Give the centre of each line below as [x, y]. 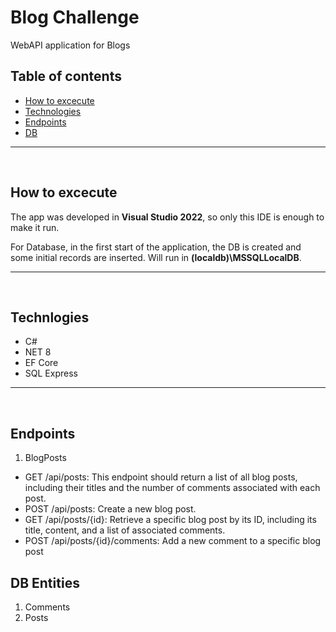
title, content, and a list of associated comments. [125, 530]
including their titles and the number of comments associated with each [172, 488]
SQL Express [51, 373]
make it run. [35, 227]
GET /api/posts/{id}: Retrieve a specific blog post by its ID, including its [170, 520]
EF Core [41, 363]
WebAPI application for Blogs [70, 45]
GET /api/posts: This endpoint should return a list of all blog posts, [161, 477]
